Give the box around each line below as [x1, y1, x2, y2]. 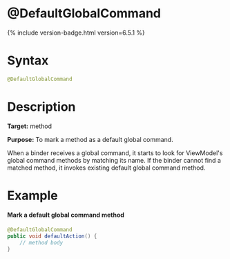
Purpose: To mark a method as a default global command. [7, 135, 174, 143]
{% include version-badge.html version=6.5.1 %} [7, 28, 145, 37]
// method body [19, 239, 64, 246]
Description [7, 99, 76, 114]
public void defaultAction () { [7, 233, 97, 240]
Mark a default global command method [7, 211, 124, 220]
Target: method [7, 122, 52, 130]
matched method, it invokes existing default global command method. [7, 163, 206, 172]
